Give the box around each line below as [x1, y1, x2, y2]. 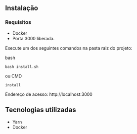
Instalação [5, 4, 39, 12]
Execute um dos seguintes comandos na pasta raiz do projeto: [5, 45, 133, 51]
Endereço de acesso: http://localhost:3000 [5, 91, 92, 97]
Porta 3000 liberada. [12, 35, 55, 41]
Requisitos [5, 19, 31, 26]
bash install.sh [5, 64, 39, 69]
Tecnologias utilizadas [5, 106, 76, 114]
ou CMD [5, 73, 22, 79]
